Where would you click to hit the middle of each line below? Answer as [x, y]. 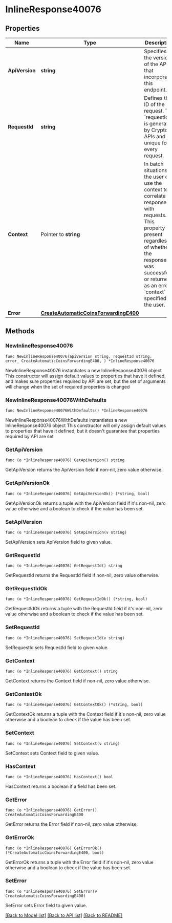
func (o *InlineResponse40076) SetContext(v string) [63, 743]
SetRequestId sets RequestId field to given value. [57, 647]
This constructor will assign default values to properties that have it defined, [86, 376]
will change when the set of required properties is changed [68, 387]
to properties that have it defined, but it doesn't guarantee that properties [83, 431]
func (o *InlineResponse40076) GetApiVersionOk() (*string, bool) [78, 493]
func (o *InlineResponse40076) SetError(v [51, 891]
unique [152, 143]
